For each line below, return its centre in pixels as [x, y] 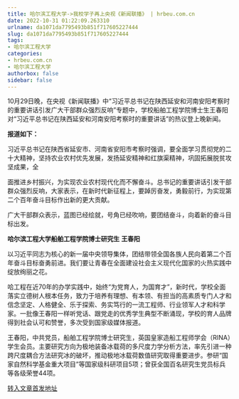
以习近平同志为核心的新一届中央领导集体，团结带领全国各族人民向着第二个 [116, 254]
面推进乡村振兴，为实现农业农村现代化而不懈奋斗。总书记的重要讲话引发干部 [119, 182]
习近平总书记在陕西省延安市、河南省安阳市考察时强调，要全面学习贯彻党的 [116, 149]
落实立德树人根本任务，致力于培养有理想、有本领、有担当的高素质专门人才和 [119, 296]
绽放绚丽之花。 [29, 272]
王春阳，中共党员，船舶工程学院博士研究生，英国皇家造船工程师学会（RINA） [119, 338]
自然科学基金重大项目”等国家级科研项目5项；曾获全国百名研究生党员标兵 [119, 364]
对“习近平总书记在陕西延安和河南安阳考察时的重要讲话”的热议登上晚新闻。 [116, 119]
